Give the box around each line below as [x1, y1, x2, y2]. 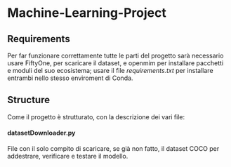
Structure [7, 94, 51, 106]
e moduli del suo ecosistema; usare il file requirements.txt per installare [7, 67, 213, 74]
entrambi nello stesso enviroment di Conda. [7, 74, 133, 82]
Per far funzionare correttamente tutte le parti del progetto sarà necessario [7, 51, 224, 60]
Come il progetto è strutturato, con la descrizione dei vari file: [7, 112, 185, 121]
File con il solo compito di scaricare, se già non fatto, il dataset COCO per [7, 145, 220, 153]
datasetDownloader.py [7, 128, 76, 138]
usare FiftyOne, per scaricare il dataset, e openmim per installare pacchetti [7, 59, 224, 67]
